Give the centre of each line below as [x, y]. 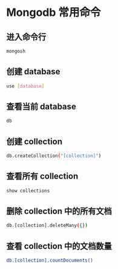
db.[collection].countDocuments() [50, 260]
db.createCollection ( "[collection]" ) [54, 156]
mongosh [16, 51]
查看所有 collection [42, 176]
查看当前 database [41, 106]
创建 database [33, 72]
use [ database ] [25, 86]
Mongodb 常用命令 [54, 12]
